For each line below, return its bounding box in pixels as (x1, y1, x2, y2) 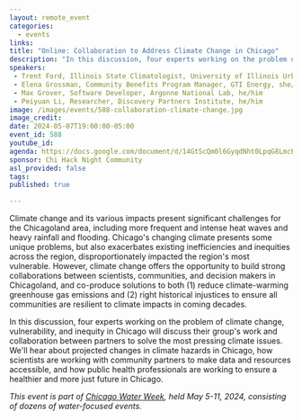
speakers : (9, 64, 47, 73)
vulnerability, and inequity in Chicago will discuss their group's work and (9, 326, 278, 337)
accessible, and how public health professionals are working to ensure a (9, 364, 277, 375)
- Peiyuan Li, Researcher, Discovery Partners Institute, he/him (13, 96, 263, 106)
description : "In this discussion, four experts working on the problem (9, 55, 288, 64)
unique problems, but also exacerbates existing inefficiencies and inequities (9, 242, 290, 253)
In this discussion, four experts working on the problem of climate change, (9, 317, 285, 327)
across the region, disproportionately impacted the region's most (9, 251, 250, 262)
